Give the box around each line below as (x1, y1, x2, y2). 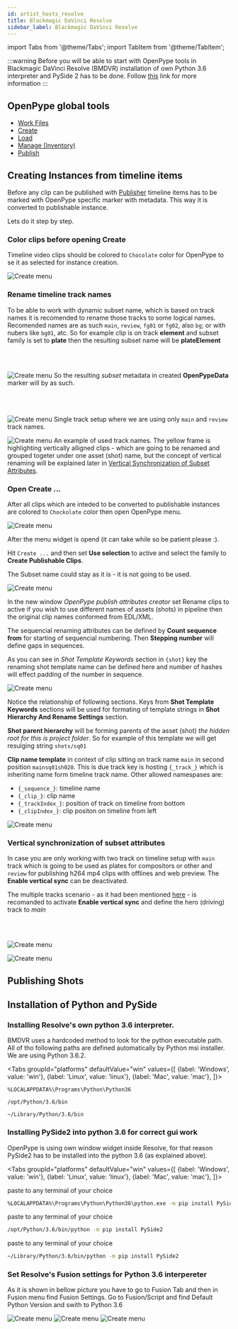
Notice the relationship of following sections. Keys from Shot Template (7, 697, 215, 706)
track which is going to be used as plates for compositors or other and (7, 862, 212, 870)
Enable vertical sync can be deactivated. (7, 877, 129, 885)
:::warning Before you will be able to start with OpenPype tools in (7, 57, 197, 65)
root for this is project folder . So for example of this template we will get (7, 734, 217, 742)
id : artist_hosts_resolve (7, 10, 84, 18)
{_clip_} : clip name (17, 791, 76, 800)
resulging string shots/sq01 (7, 741, 87, 750)
